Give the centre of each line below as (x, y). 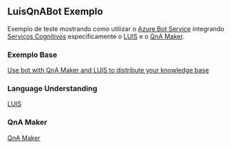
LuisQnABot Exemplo (55, 12)
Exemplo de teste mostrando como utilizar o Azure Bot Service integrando (116, 28)
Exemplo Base (32, 55)
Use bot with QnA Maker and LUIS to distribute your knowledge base (108, 70)
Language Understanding (52, 89)
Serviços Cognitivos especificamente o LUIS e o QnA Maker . (96, 36)
